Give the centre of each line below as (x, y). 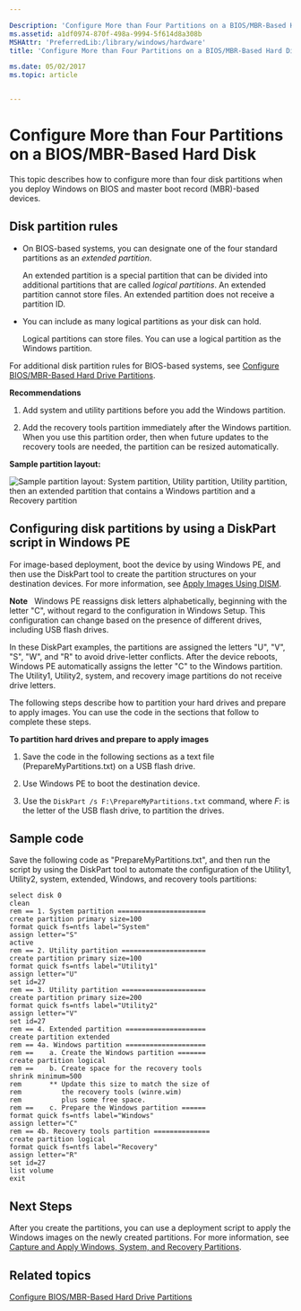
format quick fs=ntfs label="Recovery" (84, 1147)
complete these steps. (50, 722)
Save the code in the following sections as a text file (118, 757)
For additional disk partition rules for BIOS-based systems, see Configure (144, 366)
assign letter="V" (43, 1014)
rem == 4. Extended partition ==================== (107, 1030)
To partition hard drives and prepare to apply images (109, 739)
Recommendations (45, 393)
